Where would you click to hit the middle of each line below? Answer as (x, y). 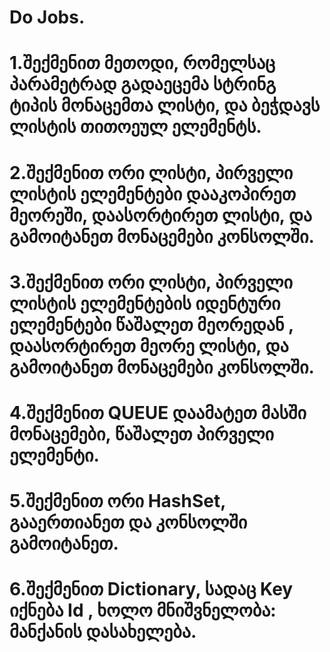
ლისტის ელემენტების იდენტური (145, 303)
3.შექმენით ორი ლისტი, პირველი (151, 282)
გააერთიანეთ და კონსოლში (128, 522)
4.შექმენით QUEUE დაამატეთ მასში (158, 412)
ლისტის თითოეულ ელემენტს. (135, 127)
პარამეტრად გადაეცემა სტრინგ (143, 84)
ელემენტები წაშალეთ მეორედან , (151, 324)
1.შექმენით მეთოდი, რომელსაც (142, 63)
